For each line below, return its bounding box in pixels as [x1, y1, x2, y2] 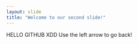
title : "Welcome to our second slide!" [6, 14, 106, 20]
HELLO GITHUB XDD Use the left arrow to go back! [6, 31, 133, 38]
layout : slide [6, 8, 42, 15]
